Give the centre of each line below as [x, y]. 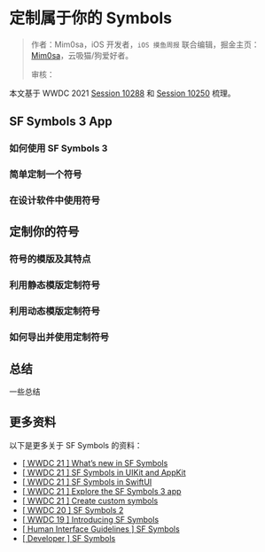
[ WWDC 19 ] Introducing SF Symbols [90, 519]
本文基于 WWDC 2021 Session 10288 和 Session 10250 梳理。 [122, 93]
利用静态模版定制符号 [55, 285]
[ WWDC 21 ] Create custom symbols [90, 501]
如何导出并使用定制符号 [59, 338]
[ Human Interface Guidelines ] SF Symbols [101, 529]
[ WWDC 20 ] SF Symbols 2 [73, 509]
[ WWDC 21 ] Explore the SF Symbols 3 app [101, 491]
